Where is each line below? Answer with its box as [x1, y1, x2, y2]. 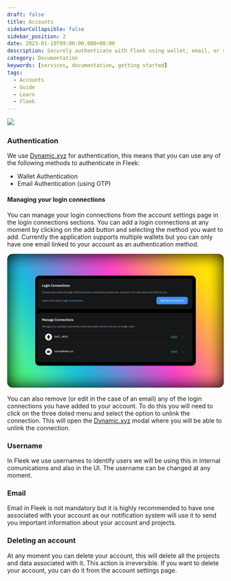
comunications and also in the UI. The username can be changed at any [7, 463, 211, 472]
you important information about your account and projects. [7, 518, 177, 527]
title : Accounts [7, 18, 54, 25]
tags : [7, 69, 23, 76]
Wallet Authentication [16, 172, 78, 180]
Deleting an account [7, 536, 76, 545]
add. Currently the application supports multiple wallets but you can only [7, 233, 213, 241]
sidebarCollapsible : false [7, 25, 85, 32]
